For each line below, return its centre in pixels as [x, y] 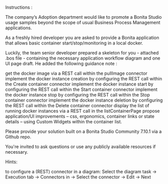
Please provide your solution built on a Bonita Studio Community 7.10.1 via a [83, 131]
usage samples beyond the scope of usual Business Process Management [83, 22]
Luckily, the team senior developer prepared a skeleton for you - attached [82, 53]
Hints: [11, 162]
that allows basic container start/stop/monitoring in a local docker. [74, 43]
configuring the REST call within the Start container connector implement [81, 89]
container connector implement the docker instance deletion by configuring [84, 100]
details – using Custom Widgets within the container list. [64, 122]
